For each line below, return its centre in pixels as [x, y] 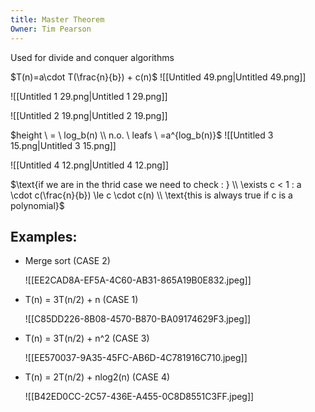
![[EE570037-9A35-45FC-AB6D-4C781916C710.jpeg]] [136, 358]
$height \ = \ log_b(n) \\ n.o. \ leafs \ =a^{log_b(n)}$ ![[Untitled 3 [142, 135]
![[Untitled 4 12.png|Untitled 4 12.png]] [90, 165]
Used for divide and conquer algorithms [92, 57]
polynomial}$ [37, 205]
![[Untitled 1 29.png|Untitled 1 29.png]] [89, 96]
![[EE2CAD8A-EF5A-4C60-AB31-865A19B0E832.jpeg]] [138, 280]
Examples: [44, 236]
